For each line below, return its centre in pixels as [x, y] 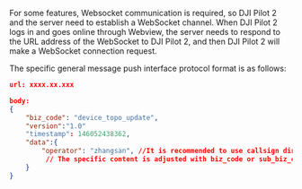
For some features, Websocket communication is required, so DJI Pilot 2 [143, 13]
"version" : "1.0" [56, 126]
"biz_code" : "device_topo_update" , [92, 117]
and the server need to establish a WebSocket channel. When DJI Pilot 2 [144, 22]
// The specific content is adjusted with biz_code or [150, 159]
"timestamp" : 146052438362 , [78, 134]
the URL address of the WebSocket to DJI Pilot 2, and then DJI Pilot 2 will [145, 41]
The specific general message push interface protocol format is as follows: [148, 68]
